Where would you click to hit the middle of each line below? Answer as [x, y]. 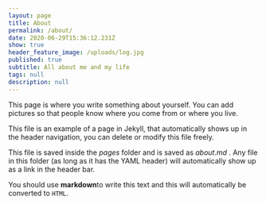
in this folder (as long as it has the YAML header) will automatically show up [132, 160]
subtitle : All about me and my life [69, 67]
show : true [26, 45]
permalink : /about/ [41, 30]
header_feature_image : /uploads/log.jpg [76, 52]
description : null [39, 82]
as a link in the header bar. [52, 169]
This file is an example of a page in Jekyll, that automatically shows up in [128, 129]
